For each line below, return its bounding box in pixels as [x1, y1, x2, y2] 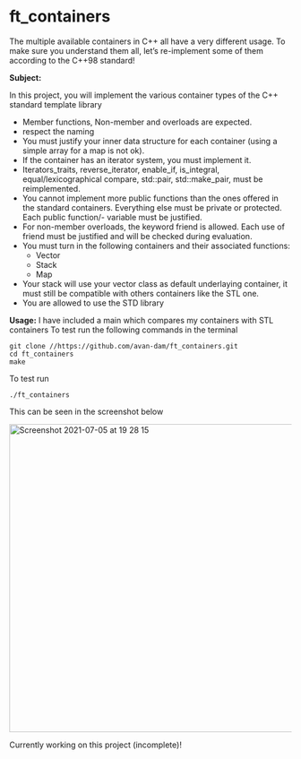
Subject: [9, 72, 42, 82]
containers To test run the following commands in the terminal [9, 324, 238, 335]
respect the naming [21, 125, 95, 136]
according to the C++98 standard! [9, 55, 136, 65]
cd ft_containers [9, 349, 74, 358]
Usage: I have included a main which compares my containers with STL [9, 315, 274, 325]
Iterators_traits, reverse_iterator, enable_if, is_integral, [21, 164, 220, 175]
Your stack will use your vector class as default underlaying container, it [21, 278, 288, 289]
